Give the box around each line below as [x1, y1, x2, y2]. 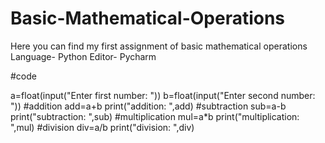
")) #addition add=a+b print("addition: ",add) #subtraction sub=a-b [10, 100, 287, 112]
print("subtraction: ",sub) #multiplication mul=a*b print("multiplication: [10, 110, 300, 122]
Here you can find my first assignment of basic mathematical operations [10, 40, 308, 52]
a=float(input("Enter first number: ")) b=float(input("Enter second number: [10, 89, 316, 101]
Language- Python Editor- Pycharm [10, 50, 157, 62]
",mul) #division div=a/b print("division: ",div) [10, 121, 195, 133]
